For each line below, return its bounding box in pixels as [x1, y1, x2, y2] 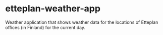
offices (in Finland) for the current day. [5, 24, 86, 30]
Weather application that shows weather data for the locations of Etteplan [5, 19, 158, 25]
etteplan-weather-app [5, 3, 101, 14]
